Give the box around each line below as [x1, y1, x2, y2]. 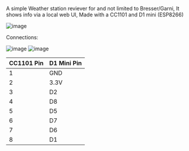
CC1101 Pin [9, 59, 44, 67]
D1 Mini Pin [49, 59, 82, 67]
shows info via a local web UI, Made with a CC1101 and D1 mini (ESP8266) [6, 11, 184, 18]
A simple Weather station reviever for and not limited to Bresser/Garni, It [6, 5, 180, 12]
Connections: [6, 34, 39, 40]
